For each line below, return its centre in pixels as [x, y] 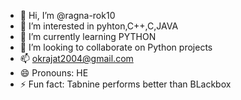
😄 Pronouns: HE [54, 73]
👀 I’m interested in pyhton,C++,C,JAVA [99, 26]
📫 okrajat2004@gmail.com [76, 58]
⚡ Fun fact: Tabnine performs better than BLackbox [125, 84]
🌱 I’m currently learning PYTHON [88, 36]
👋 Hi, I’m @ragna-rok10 [67, 15]
